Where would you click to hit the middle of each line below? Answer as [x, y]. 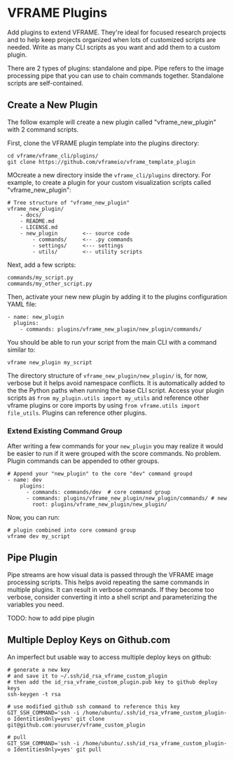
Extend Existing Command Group [65, 431]
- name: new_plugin [36, 317]
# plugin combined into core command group [72, 530]
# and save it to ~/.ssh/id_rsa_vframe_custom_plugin [88, 676]
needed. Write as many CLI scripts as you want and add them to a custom [114, 47]
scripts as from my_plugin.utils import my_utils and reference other [108, 398]
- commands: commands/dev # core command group [98, 492]
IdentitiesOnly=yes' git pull [57, 749]
